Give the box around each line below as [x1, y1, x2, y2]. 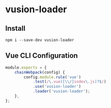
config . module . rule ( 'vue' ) [24, 74, 81, 80]
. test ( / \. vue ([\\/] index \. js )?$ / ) [32, 79, 106, 84]
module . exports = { [5, 65, 47, 70]
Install [5, 24, 26, 33]
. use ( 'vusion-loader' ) [32, 84, 81, 89]
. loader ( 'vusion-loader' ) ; [32, 89, 91, 94]
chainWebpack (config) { [14, 70, 65, 75]
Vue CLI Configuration [5, 51, 78, 60]
